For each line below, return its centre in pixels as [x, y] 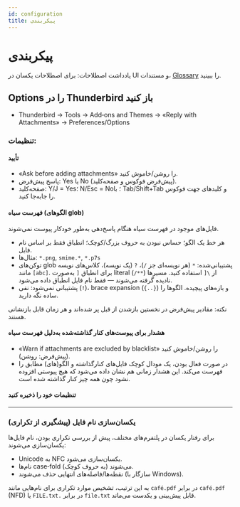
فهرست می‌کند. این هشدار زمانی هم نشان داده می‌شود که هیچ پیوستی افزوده [120, 371]
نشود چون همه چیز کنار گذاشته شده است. [74, 378]
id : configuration [35, 14]
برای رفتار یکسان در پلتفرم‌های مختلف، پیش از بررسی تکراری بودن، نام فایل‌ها [111, 437]
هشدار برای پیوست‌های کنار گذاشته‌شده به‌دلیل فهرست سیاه [87, 333]
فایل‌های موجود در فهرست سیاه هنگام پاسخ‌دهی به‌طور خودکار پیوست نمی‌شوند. [114, 228]
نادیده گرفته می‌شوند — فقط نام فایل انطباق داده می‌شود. [95, 280]
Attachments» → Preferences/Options [74, 122]
